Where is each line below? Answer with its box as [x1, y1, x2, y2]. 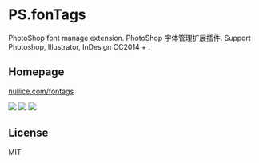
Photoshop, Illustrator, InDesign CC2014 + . [8, 42, 150, 51]
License [8, 126, 49, 140]
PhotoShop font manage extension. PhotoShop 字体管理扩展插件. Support [8, 33, 252, 42]
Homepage [8, 66, 65, 79]
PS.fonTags [8, 6, 86, 24]
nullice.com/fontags [8, 86, 74, 96]
